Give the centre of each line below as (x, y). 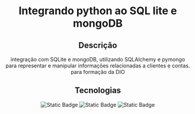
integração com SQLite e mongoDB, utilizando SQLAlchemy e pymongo (98, 59)
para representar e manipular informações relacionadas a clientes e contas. (98, 66)
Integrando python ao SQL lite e (98, 11)
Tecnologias (98, 91)
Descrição (98, 45)
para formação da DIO (98, 72)
